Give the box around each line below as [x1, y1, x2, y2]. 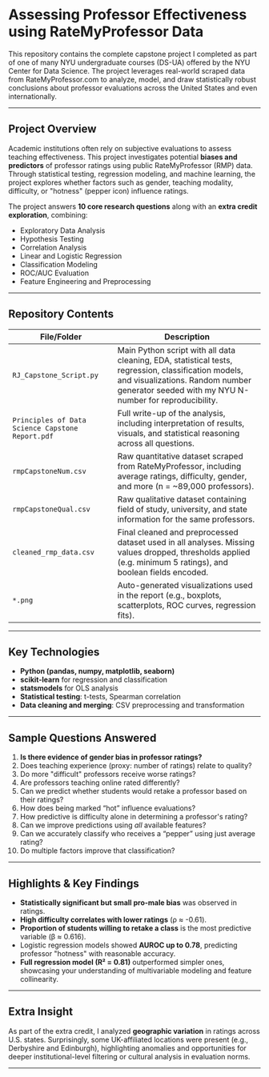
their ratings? [19, 795, 64, 805]
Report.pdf [12, 431, 54, 441]
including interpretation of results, [117, 418, 245, 429]
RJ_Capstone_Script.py [12, 370, 98, 379]
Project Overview [8, 122, 97, 136]
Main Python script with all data [117, 344, 236, 355]
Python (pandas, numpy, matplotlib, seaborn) [19, 667, 175, 676]
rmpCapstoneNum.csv [12, 466, 86, 475]
